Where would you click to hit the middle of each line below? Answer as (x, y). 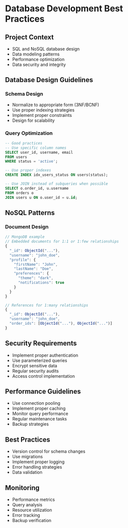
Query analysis (27, 505)
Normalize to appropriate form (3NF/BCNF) (55, 105)
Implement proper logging (38, 462)
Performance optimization (38, 59)
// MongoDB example (25, 237)
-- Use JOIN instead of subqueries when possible (57, 184)
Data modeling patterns (36, 54)
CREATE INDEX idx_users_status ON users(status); (57, 175)
